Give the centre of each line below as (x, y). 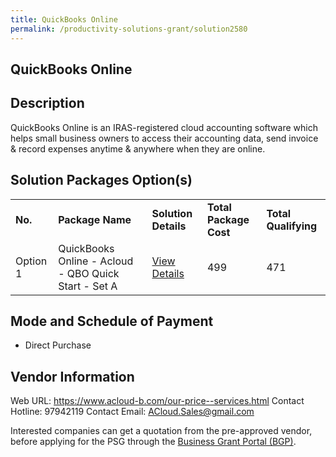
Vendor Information (72, 376)
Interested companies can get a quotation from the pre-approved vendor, (161, 431)
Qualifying (292, 226)
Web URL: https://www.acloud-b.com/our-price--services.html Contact (157, 401)
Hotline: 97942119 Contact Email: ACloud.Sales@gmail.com (132, 412)
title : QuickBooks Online (64, 19)
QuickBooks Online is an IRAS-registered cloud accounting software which (164, 127)
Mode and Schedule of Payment (112, 321)
